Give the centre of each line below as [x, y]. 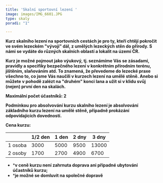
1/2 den [41, 137]
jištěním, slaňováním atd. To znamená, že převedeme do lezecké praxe [78, 71]
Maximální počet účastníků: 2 [36, 96]
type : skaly [17, 18]
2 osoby [17, 153]
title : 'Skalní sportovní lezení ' [41, 9]
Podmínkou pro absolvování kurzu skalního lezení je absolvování [72, 105]
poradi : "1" [17, 23]
